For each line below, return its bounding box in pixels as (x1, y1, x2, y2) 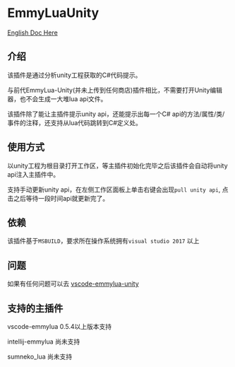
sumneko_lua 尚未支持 (7, 352, 73, 361)
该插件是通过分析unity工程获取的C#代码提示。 (7, 71, 142, 79)
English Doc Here (7, 28, 58, 37)
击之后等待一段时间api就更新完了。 (7, 194, 109, 202)
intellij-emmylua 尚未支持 (7, 337, 80, 346)
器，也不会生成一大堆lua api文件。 (7, 94, 107, 103)
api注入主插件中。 (7, 170, 60, 178)
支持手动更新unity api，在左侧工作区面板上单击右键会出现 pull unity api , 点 (7, 185, 229, 194)
